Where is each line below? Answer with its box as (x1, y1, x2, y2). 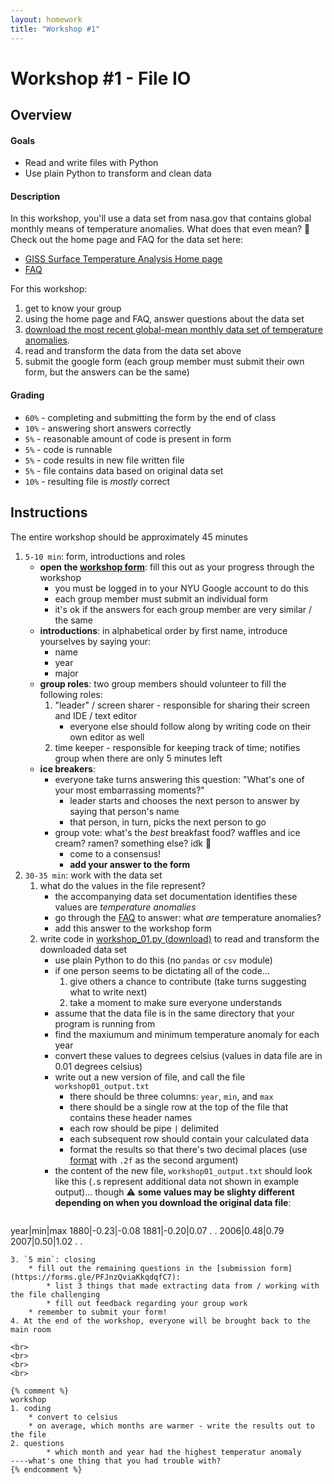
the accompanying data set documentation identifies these (54, 890, 298, 902)
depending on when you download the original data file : (54, 1196, 292, 1208)
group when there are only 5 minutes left (54, 752, 223, 764)
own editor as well (69, 731, 145, 743)
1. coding (10, 1403, 52, 1413)
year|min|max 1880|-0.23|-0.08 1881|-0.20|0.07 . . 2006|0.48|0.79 (10, 1224, 285, 1236)
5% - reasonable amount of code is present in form (24, 432, 232, 445)
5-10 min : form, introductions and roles (24, 550, 186, 562)
